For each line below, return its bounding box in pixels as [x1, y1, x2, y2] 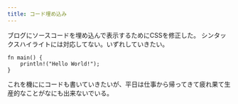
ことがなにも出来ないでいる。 [26, 88, 114, 97]
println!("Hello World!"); [20, 60, 100, 68]
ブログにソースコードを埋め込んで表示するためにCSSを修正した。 [7, 31, 200, 39]
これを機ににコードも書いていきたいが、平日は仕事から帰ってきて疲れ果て [7, 80, 225, 88]
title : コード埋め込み [7, 10, 67, 18]
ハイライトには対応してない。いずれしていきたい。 [19, 40, 169, 48]
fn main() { [7, 54, 43, 61]
